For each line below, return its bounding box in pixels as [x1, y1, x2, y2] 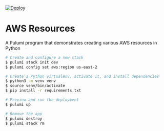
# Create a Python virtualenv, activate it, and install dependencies [5, 74, 159, 79]
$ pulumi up [5, 102, 31, 107]
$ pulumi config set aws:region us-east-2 [5, 64, 97, 70]
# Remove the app [5, 111, 43, 116]
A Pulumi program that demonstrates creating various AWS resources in [5, 39, 157, 46]
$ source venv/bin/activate [5, 83, 66, 89]
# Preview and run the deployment [5, 97, 79, 102]
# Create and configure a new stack [5, 55, 84, 60]
